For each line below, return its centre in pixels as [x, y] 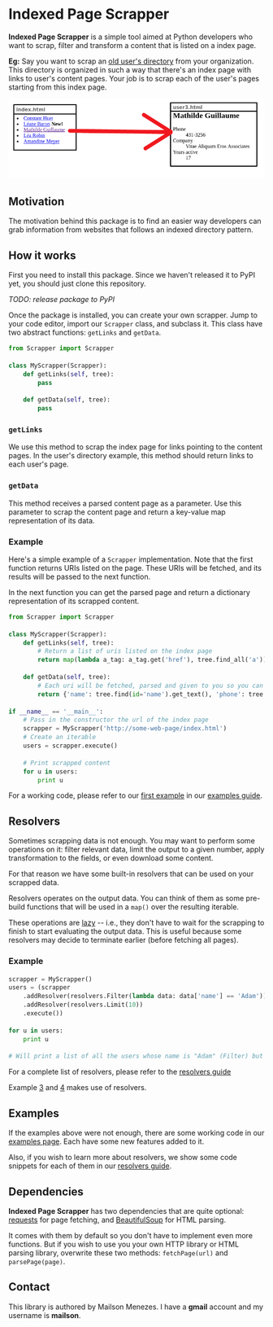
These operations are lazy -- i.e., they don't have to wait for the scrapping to [136, 923]
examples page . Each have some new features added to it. [106, 1141]
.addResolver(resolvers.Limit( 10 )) [83, 1005]
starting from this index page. [58, 87]
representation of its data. [52, 520]
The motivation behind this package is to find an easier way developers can [135, 221]
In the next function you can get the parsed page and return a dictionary [129, 592]
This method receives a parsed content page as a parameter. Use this [125, 503]
